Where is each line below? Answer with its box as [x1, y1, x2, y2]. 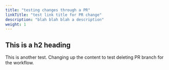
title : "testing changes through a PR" [5, 7, 91, 13]
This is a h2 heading [5, 40, 71, 49]
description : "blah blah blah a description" [5, 17, 104, 22]
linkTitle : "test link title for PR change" [5, 12, 102, 17]
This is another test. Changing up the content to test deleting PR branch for [5, 54, 164, 60]
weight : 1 [5, 21, 27, 27]
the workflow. [5, 60, 34, 66]
